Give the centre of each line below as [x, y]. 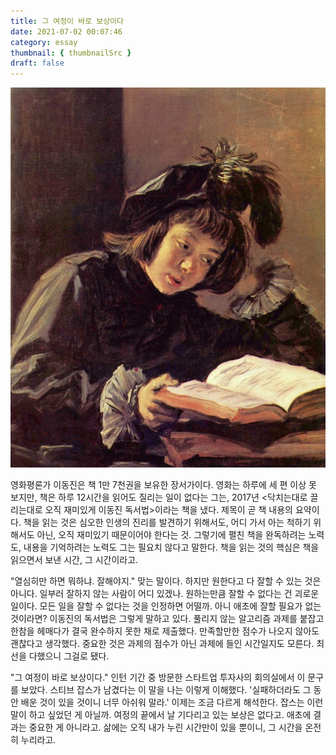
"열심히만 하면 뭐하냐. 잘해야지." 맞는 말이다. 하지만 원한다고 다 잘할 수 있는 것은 [166, 581]
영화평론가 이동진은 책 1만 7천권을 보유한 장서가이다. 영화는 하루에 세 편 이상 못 [163, 485]
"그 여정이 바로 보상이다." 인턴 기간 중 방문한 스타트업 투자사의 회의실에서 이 [158, 677]
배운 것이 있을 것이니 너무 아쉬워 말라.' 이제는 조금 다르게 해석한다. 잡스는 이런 [172, 702]
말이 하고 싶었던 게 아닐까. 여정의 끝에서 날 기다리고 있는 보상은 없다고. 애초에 [161, 715]
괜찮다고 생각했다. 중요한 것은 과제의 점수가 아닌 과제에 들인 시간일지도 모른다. [162, 644]
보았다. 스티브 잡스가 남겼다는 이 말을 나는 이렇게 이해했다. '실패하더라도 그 [166, 690]
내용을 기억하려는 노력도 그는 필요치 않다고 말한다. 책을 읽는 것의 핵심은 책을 [171, 547]
